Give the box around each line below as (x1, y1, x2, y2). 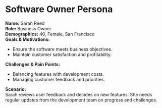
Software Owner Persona (5, 4, 113, 15)
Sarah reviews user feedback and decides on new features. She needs (5, 91, 152, 97)
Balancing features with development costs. (12, 71, 104, 77)
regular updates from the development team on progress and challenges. (5, 97, 157, 103)
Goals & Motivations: (5, 36, 50, 42)
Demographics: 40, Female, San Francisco (5, 31, 95, 37)
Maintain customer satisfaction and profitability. (12, 51, 112, 58)
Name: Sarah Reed (5, 20, 45, 26)
